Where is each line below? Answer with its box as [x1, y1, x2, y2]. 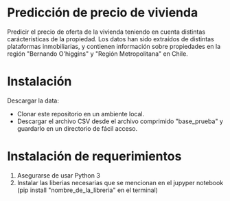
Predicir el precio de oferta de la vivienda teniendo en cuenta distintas [7, 28, 206, 36]
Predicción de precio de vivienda [7, 5, 198, 21]
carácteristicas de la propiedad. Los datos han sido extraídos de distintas [7, 34, 214, 43]
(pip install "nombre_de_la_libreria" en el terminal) [16, 186, 158, 194]
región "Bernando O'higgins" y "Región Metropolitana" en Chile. [7, 50, 189, 58]
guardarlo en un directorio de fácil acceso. [16, 124, 138, 132]
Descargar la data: [7, 96, 60, 105]
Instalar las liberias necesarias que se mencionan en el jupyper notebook [16, 178, 224, 187]
